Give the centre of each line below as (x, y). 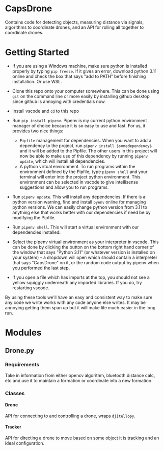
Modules (23, 333)
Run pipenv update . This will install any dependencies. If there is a (79, 197)
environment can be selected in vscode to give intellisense (79, 182)
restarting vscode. (31, 288)
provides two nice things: (38, 131)
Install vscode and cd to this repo (46, 111)
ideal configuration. (25, 443)
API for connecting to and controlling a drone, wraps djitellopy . (70, 416)
